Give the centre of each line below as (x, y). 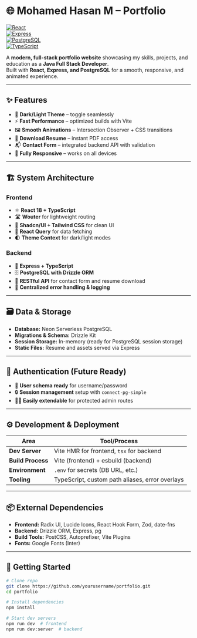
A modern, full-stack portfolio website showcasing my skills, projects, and (97, 58)
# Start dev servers (31, 618)
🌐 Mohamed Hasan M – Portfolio (86, 11)
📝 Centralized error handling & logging (62, 287)
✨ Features (27, 100)
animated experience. (32, 76)
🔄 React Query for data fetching (53, 232)
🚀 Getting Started (38, 567)
